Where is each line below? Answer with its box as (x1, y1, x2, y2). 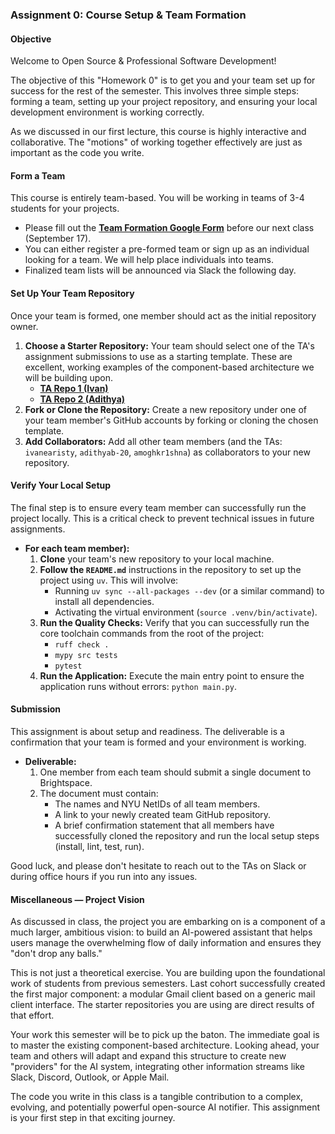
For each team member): (24, 542, 130, 554)
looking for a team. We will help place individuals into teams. (24, 254, 274, 266)
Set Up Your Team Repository (10, 287, 135, 299)
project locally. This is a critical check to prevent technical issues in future (10, 512, 315, 524)
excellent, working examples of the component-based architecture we (24, 361, 315, 373)
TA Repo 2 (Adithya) (39, 393, 126, 405)
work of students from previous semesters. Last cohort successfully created (10, 978, 326, 990)
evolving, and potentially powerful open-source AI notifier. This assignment (10, 1101, 321, 1113)
